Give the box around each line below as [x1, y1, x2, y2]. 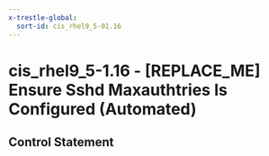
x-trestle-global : [8, 13, 77, 23]
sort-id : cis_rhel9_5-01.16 [16, 22, 122, 31]
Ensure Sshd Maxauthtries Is [8, 79, 229, 100]
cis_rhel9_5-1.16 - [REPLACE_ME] [8, 60, 261, 81]
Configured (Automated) [8, 98, 197, 119]
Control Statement [8, 134, 114, 150]
